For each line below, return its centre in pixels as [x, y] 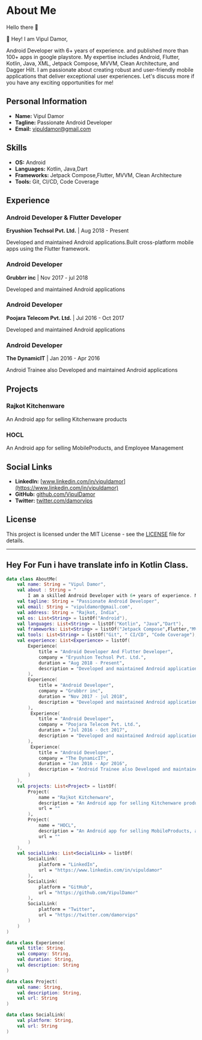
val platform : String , [45, 1021]
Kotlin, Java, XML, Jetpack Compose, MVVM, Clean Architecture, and [93, 63]
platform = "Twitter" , [67, 910]
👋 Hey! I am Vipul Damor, [37, 39]
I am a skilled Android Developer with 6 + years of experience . [110, 596]
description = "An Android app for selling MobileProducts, [115, 831]
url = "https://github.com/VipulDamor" [88, 892]
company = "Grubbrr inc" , [71, 691]
